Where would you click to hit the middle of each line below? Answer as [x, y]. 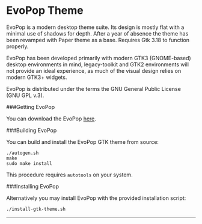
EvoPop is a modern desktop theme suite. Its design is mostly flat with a [95, 27]
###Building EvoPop [32, 130]
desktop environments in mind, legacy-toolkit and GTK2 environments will [98, 64]
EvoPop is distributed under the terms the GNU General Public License [94, 89]
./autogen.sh [23, 153]
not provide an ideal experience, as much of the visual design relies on [94, 70]
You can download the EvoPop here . [51, 119]
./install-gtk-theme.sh [36, 209]
